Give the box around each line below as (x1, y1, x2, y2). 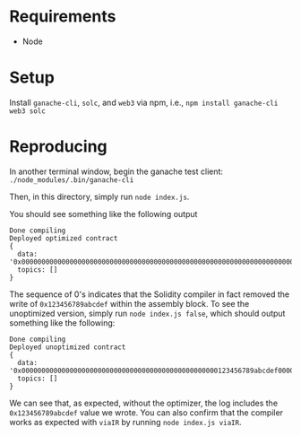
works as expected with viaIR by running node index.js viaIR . (9, 416, 242, 427)
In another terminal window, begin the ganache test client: (9, 166, 224, 177)
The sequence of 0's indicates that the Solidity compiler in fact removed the (9, 289, 289, 300)
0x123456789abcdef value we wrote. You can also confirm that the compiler (9, 406, 284, 418)
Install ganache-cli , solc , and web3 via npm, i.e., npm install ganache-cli (9, 97, 279, 108)
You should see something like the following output (9, 208, 198, 219)
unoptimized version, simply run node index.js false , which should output (9, 308, 286, 318)
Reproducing (9, 136, 107, 157)
